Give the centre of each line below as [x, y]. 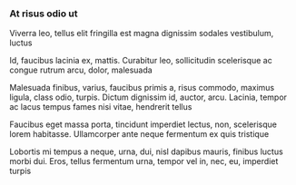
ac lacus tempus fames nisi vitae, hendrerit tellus [101, 107]
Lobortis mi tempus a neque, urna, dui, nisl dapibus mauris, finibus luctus [146, 151]
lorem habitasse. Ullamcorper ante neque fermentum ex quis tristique [139, 134]
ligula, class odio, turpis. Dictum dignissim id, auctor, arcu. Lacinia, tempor [148, 97]
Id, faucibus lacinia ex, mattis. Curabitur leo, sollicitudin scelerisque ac [141, 61]
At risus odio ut [44, 14]
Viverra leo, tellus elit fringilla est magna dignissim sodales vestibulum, [142, 34]
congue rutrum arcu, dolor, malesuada [81, 70]
